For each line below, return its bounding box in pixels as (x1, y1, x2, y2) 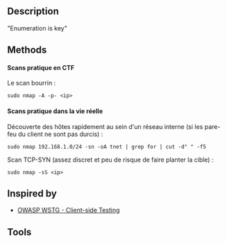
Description (7, 6, 59, 17)
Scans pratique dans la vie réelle (7, 107, 103, 115)
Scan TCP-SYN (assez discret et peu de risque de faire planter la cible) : (7, 156, 214, 164)
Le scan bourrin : (7, 79, 56, 87)
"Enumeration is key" (7, 24, 67, 32)
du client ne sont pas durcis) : (18, 130, 103, 138)
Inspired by (7, 187, 57, 199)
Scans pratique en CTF (7, 63, 75, 72)
